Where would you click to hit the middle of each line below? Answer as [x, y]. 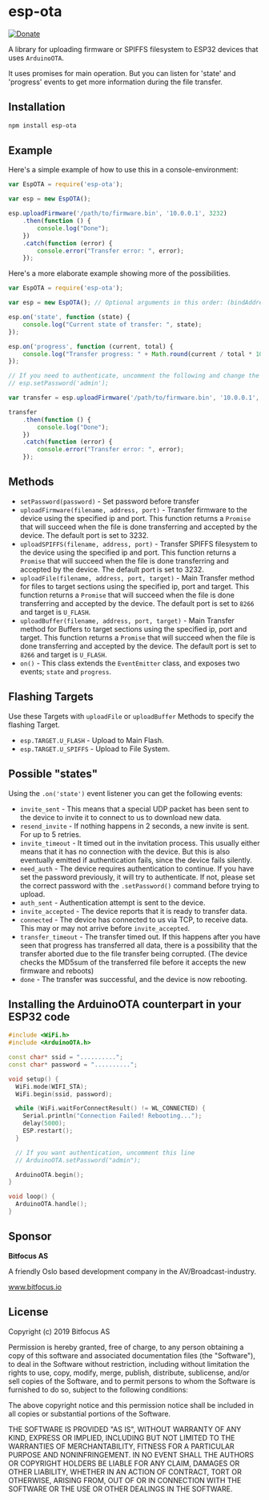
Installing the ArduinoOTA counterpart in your [125, 1004]
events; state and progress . [66, 671]
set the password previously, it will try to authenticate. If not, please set [137, 877]
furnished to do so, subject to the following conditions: [98, 1389]
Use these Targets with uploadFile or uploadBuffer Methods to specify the [131, 716]
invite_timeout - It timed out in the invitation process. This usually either [140, 843]
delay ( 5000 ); [44, 1124]
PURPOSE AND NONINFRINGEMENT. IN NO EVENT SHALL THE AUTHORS [131, 1454]
